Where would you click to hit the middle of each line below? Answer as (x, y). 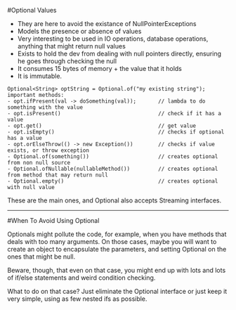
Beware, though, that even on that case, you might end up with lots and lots (117, 270)
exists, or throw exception (48, 150)
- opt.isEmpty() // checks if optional (116, 132)
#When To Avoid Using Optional (53, 220)
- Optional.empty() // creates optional (113, 181)
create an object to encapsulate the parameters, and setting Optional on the (117, 249)
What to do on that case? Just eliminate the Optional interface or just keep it (117, 291)
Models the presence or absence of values (79, 31)
